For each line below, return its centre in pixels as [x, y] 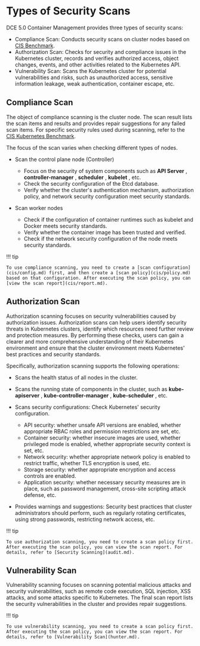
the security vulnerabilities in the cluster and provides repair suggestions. [96, 604]
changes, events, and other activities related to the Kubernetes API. [98, 65]
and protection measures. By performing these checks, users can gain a [95, 335]
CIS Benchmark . [35, 46]
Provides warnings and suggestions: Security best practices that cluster [103, 507]
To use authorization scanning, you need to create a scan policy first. [100, 542]
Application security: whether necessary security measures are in [105, 482]
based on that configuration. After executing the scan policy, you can [99, 278]
